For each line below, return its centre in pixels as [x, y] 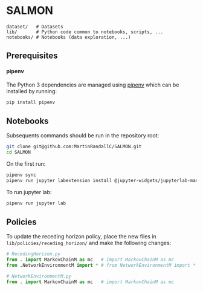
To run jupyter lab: [29, 192]
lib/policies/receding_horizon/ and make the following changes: [89, 243]
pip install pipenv [31, 102]
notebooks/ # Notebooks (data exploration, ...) [69, 37]
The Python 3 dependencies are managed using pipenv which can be [93, 85]
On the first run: [26, 163]
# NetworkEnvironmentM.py [39, 276]
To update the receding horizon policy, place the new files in [82, 237]
